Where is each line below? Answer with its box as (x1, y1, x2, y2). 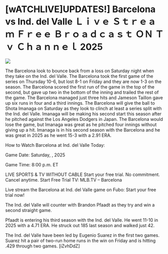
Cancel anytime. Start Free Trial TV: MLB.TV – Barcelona (5, 177, 122, 183)
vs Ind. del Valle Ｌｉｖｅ (5, 16, 110, 27)
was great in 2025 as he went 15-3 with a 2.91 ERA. (5, 132, 112, 138)
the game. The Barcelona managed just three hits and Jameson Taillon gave (5, 95, 163, 101)
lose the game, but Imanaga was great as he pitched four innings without (5, 121, 157, 128)
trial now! (5, 192, 25, 198)
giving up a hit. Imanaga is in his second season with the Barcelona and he (5, 126, 160, 133)
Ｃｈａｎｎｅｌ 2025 (16, 41, 103, 53)
